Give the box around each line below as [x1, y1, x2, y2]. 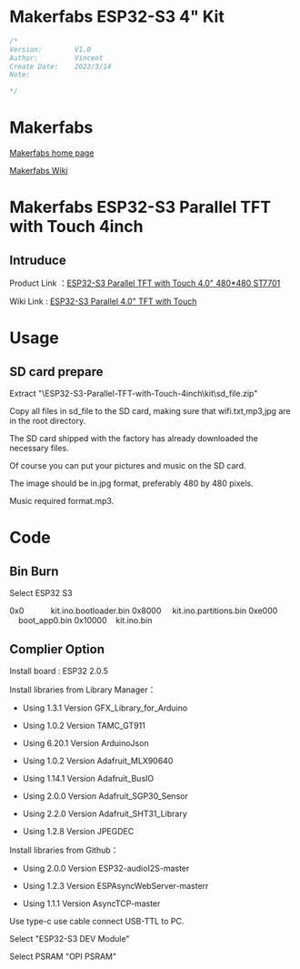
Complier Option [9, 641, 105, 657]
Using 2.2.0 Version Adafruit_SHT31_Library [22, 808, 188, 819]
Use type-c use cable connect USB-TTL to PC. [9, 915, 185, 926]
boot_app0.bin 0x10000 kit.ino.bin [17, 615, 153, 626]
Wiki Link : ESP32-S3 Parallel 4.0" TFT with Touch [9, 296, 197, 307]
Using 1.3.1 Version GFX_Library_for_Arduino [22, 702, 188, 713]
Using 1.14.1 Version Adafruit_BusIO [22, 772, 155, 783]
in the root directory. [9, 416, 86, 427]
